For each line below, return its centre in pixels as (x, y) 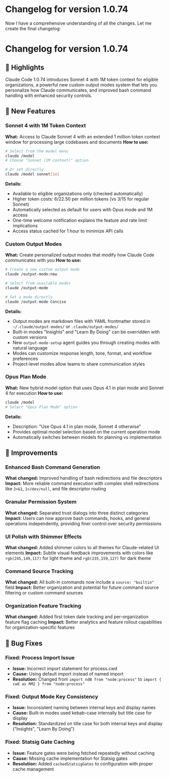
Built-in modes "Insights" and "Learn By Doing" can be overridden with (86, 332)
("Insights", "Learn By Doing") (43, 729)
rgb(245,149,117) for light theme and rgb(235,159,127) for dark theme (78, 558)
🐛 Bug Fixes (24, 643)
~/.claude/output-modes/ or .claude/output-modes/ (66, 326)
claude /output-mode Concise (36, 302)
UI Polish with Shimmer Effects (44, 537)
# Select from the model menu (37, 151)
